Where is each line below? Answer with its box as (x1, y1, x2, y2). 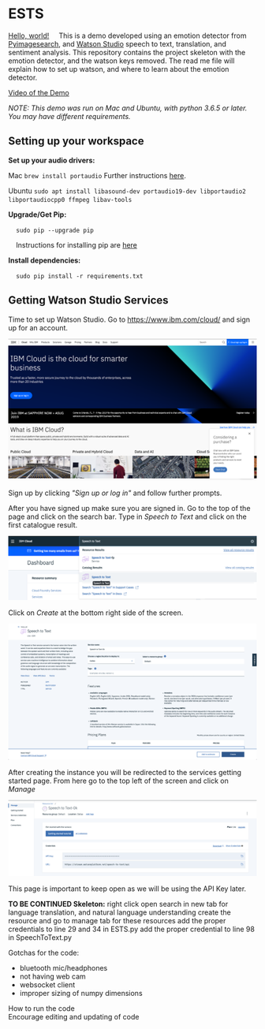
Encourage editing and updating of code (8, 1012, 140, 1022)
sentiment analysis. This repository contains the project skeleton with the (8, 47, 246, 57)
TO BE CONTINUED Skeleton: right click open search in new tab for (8, 900, 229, 909)
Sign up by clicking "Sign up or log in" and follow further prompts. (8, 488, 222, 498)
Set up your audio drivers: (8, 155, 95, 165)
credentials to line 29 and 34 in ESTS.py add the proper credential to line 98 (8, 924, 255, 934)
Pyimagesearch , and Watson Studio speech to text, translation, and (8, 39, 227, 48)
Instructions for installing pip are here (15, 240, 138, 249)
